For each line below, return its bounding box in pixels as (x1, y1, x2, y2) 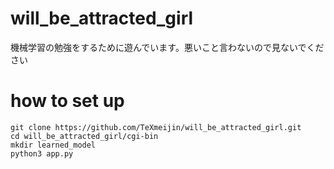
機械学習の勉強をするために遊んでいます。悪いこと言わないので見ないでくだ (10, 41, 325, 53)
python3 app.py (10, 148, 74, 159)
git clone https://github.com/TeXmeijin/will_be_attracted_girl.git (10, 122, 302, 132)
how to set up (10, 90, 125, 112)
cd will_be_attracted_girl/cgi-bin (10, 131, 159, 141)
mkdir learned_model (10, 140, 97, 150)
